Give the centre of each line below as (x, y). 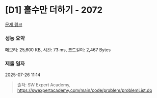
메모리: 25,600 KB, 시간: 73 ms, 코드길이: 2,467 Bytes (58, 50)
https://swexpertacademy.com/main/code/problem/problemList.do (85, 90)
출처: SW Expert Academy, (44, 85)
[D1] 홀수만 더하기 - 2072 (54, 10)
